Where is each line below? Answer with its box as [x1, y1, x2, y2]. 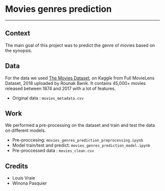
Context [5, 29, 30, 38]
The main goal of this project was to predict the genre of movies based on [5, 42, 155, 48]
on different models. [5, 127, 46, 134]
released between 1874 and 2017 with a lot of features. [5, 85, 116, 91]
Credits [5, 162, 28, 170]
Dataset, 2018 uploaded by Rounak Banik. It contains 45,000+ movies [5, 80, 146, 86]
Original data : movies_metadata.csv [12, 95, 84, 101]
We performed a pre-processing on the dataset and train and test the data [5, 122, 155, 128]
